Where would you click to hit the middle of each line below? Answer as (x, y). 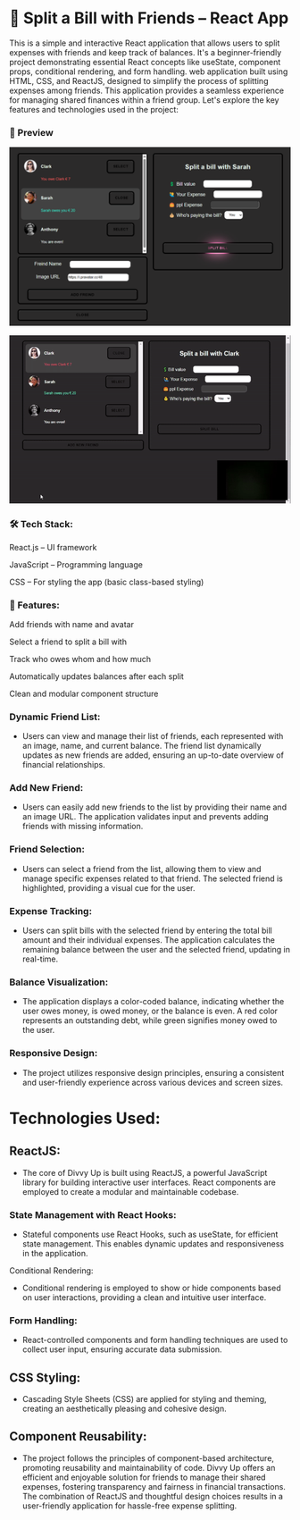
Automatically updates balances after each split (97, 676)
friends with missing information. (83, 827)
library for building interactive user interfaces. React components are (149, 1182)
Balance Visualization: (59, 982)
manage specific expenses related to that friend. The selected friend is (153, 878)
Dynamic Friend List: (55, 717)
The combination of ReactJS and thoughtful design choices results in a (153, 1496)
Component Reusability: (78, 1436)
